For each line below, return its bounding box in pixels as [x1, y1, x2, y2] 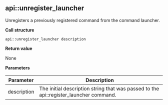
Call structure [5, 27, 34, 33]
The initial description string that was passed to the [39, 85, 159, 92]
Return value [5, 45, 32, 51]
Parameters [5, 64, 30, 70]
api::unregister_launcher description [5, 36, 86, 41]
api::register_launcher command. [39, 91, 116, 98]
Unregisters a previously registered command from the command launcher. [5, 17, 160, 23]
